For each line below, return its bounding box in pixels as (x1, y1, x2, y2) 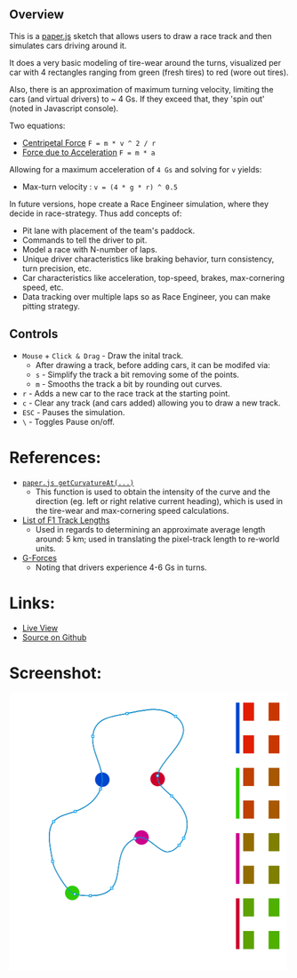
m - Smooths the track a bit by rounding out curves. (35, 378, 222, 389)
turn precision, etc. (21, 262, 92, 274)
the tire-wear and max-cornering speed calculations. (35, 505, 229, 516)
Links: (9, 593, 56, 613)
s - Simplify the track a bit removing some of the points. (35, 369, 240, 380)
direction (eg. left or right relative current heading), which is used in (35, 495, 283, 506)
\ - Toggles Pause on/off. (21, 416, 116, 427)
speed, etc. (21, 282, 64, 293)
